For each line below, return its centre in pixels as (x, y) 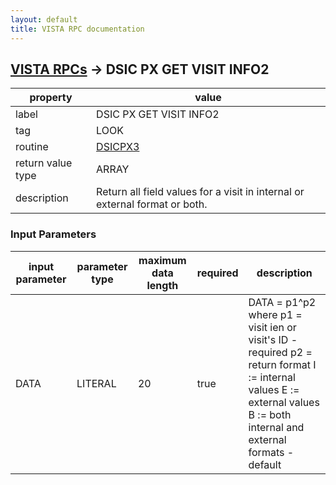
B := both (270, 414)
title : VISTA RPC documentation (77, 29)
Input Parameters (53, 234)
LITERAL (96, 383)
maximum (162, 260)
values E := (274, 389)
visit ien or (272, 327)
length (162, 285)
